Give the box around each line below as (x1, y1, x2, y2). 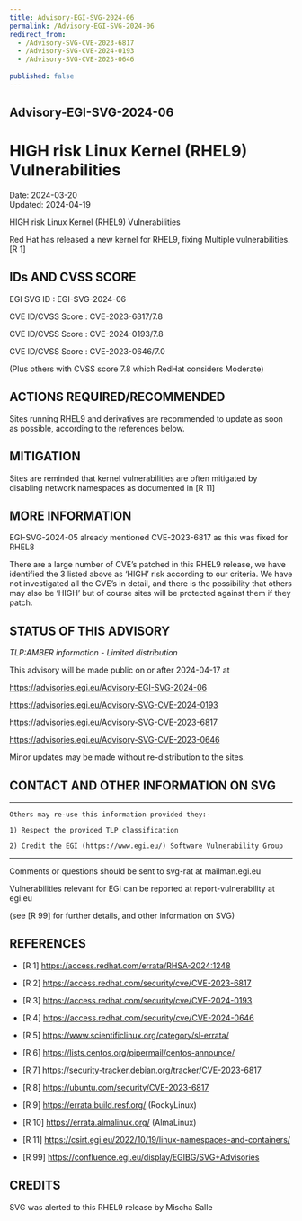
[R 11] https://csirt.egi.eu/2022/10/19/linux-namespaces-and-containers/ (22, 1134, 290, 1145)
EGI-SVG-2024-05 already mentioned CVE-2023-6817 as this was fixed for (9, 532, 289, 543)
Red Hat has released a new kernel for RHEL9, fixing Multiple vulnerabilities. (9, 235, 290, 245)
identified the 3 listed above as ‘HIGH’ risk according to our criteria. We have (9, 568, 293, 580)
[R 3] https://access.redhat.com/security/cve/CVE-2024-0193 (22, 994, 253, 1005)
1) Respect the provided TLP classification (9, 825, 179, 834)
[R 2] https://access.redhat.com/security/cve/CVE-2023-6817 (22, 977, 252, 988)
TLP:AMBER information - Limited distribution (9, 647, 178, 658)
